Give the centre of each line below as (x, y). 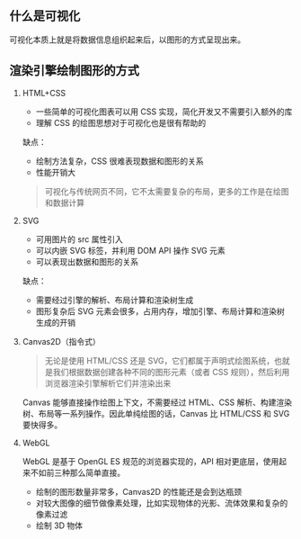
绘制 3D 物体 (59, 526)
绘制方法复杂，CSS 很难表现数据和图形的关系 (120, 161)
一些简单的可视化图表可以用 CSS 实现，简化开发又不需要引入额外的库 (164, 112)
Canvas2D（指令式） (61, 341)
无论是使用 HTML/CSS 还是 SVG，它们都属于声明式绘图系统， (159, 360)
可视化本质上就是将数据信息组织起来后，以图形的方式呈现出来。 (127, 40)
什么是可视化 (45, 16)
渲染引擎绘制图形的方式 (74, 71)
